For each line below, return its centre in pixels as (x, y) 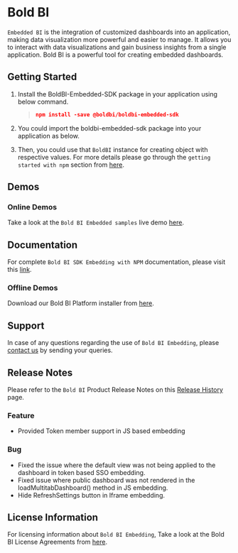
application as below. (49, 136)
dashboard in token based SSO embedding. (81, 472)
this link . (20, 270)
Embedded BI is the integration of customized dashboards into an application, (119, 32)
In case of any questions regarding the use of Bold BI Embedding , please (113, 343)
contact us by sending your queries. (60, 350)
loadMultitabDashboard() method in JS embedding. (93, 488)
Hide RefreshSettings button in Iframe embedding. (91, 495)
